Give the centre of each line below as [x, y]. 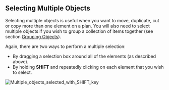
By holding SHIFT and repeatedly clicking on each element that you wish [88, 67]
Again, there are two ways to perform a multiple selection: [66, 46]
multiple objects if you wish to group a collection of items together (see [79, 31]
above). [20, 61]
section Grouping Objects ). [33, 36]
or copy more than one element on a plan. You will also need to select [78, 26]
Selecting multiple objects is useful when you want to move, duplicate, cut [82, 20]
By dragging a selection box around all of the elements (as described [84, 56]
